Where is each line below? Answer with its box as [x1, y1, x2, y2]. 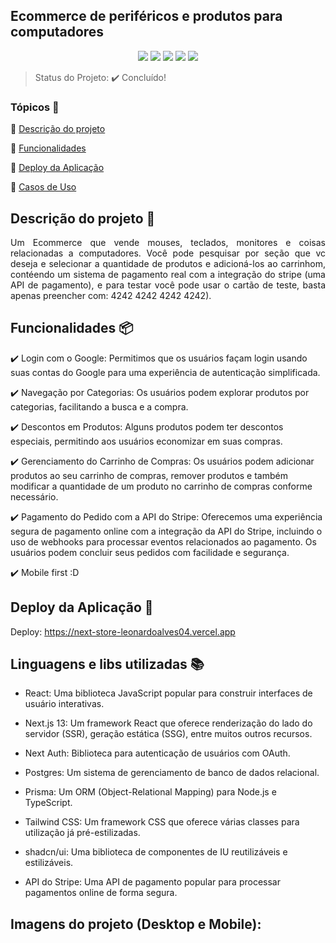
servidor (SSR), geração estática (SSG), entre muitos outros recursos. [24, 728, 313, 740]
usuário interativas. [24, 698, 105, 710]
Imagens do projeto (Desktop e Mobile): [10, 915, 262, 933]
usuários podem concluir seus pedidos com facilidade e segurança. [10, 546, 290, 558]
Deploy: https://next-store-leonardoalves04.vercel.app [10, 625, 236, 638]
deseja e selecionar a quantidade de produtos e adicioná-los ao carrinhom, [10, 257, 326, 269]
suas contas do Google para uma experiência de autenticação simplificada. [10, 366, 321, 378]
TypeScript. [24, 797, 73, 809]
